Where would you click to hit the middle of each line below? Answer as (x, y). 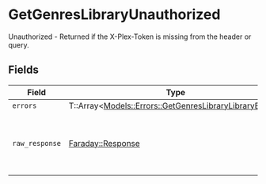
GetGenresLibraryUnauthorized (114, 15)
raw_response (37, 143)
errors (25, 105)
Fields (24, 70)
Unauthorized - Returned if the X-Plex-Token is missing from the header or (130, 36)
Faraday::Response (104, 143)
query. (19, 44)
